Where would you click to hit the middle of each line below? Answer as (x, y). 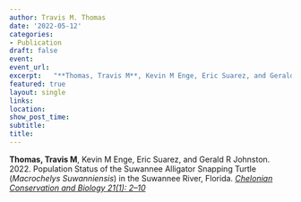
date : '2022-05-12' (46, 26)
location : (28, 109)
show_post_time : (39, 117)
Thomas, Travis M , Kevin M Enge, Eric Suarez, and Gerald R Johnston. (140, 159)
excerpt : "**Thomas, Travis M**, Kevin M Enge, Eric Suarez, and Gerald (152, 76)
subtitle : (28, 126)
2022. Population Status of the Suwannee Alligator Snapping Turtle (133, 168)
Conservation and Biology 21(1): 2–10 (77, 188)
